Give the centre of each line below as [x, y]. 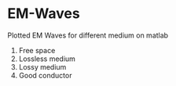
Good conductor [45, 75]
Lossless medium [47, 59]
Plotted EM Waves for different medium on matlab [88, 35]
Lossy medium [42, 66]
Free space [37, 50]
